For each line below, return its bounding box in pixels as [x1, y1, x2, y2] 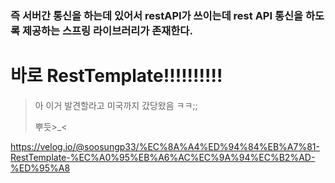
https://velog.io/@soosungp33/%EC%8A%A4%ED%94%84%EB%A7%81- [10, 140, 320, 152]
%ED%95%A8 [10, 162, 71, 174]
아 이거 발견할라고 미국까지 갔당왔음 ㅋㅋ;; [34, 99, 198, 111]
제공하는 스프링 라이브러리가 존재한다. [21, 23, 193, 37]
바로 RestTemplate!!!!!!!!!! [10, 65, 223, 87]
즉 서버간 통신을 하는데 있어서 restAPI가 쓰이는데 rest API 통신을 [10, 8, 304, 22]
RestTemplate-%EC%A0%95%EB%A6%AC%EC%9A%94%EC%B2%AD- [10, 151, 316, 163]
